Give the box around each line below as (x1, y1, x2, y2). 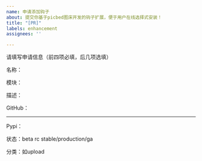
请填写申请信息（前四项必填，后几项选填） (6, 53, 112, 60)
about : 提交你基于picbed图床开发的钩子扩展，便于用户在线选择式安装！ (6, 14, 162, 20)
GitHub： (6, 104, 29, 111)
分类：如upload (6, 148, 45, 156)
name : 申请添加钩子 (6, 8, 50, 15)
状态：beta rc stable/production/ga (6, 135, 93, 142)
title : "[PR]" (6, 20, 42, 26)
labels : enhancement (6, 25, 58, 32)
